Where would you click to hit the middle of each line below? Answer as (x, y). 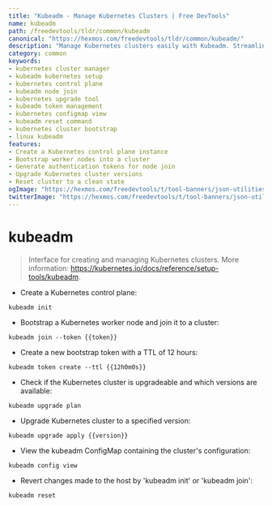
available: (36, 391)
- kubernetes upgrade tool (54, 99)
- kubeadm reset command (50, 122)
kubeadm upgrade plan (45, 405)
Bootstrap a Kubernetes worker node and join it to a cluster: (120, 322)
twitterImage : (32, 197)
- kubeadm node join (43, 91)
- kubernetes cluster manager (59, 69)
